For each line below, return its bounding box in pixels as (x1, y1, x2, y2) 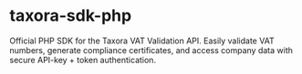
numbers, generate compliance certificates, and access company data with (9, 44, 294, 55)
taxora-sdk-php (9, 5, 132, 26)
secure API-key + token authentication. (9, 54, 157, 65)
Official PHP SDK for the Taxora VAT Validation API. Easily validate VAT (9, 35, 276, 46)
